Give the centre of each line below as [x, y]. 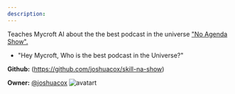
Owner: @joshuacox [37, 83]
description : [27, 14]
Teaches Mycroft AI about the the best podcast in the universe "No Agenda [117, 34]
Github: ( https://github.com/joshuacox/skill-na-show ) [86, 69]
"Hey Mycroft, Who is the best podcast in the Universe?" [100, 55]
